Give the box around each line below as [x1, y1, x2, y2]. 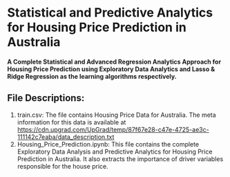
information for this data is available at [17, 118, 126, 126]
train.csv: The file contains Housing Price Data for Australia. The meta [17, 111, 216, 119]
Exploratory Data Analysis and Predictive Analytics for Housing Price [17, 147, 213, 156]
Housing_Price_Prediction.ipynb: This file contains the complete [17, 140, 199, 148]
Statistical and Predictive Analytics [7, 5, 213, 21]
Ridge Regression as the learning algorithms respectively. [7, 72, 178, 80]
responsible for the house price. [17, 162, 108, 170]
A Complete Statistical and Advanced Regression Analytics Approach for [7, 57, 222, 66]
